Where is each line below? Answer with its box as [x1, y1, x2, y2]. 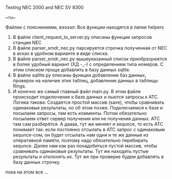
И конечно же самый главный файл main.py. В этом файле [12, 88, 141, 94]
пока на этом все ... [5, 169, 49, 175]
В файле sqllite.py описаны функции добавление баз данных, [12, 72, 146, 78]
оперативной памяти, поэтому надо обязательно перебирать [12, 138, 148, 143]
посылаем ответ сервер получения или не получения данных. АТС [12, 116, 160, 122]
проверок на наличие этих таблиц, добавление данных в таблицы [12, 78, 158, 83]
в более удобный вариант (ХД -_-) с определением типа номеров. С [12, 61, 164, 67]
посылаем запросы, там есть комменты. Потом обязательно [12, 110, 147, 116]
